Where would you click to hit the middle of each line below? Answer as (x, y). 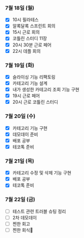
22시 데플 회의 (26, 51)
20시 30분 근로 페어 (32, 45)
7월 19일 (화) (20, 65)
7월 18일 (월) (20, 7)
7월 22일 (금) (20, 200)
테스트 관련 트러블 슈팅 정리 (39, 211)
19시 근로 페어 (26, 96)
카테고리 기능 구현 (30, 128)
